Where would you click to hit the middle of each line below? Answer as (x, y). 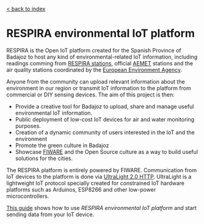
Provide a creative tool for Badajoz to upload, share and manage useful (104, 106)
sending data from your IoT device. (50, 214)
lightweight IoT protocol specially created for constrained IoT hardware (96, 183)
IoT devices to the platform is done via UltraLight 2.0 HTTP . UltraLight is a (99, 176)
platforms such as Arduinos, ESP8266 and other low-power (81, 189)
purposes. (28, 126)
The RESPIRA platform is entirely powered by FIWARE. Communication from (102, 170)
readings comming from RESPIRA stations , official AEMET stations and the (100, 63)
